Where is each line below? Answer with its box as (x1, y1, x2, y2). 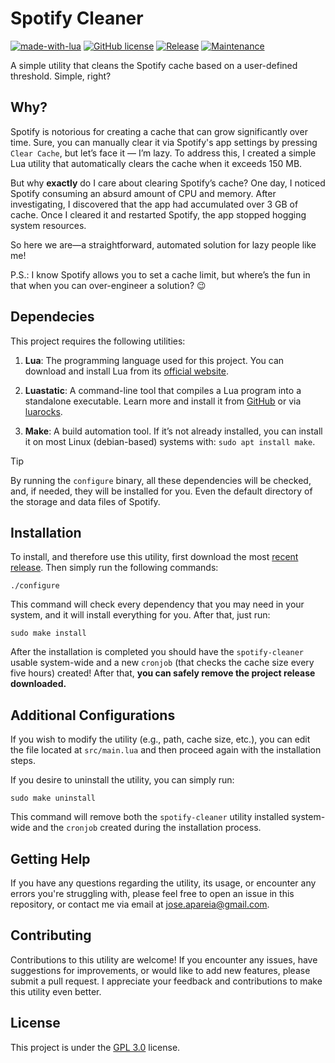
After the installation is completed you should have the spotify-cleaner (10, 646, 304, 658)
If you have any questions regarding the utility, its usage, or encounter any (10, 877, 317, 889)
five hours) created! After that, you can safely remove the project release (10, 667, 316, 679)
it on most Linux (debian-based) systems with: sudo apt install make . (24, 435, 316, 447)
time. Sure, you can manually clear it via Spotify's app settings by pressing (10, 136, 318, 148)
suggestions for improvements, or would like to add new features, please (10, 964, 311, 976)
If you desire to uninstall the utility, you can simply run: (10, 774, 235, 786)
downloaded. (10, 678, 67, 690)
